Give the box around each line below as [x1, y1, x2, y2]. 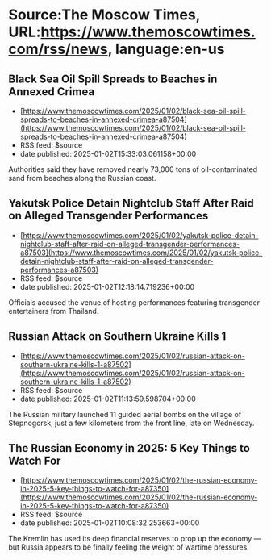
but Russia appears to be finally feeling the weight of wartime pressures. [8, 542, 250, 552]
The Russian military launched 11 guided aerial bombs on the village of [8, 409, 242, 419]
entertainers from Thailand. [8, 306, 99, 316]
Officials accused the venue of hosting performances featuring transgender [8, 297, 261, 307]
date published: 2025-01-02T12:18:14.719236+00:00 [19, 282, 195, 291]
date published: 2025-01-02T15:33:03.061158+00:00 [19, 149, 197, 158]
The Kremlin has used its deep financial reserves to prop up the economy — [8, 534, 261, 544]
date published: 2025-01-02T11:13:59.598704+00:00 [19, 394, 196, 403]
